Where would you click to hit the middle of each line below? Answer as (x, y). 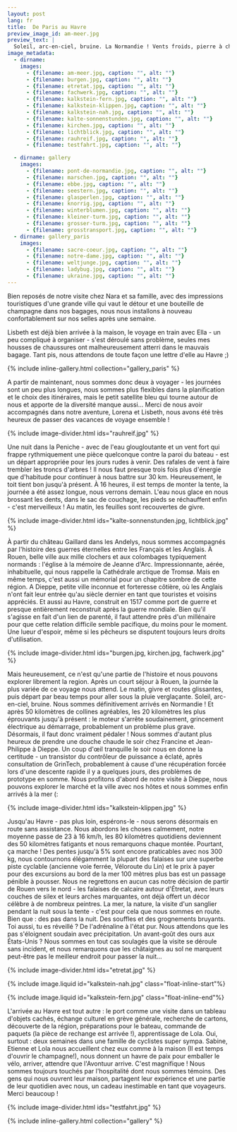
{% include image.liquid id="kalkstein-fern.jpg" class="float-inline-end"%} (116, 997)
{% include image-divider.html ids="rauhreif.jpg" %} (83, 433)
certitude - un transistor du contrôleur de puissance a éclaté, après (105, 757)
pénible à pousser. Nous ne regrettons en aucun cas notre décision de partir (118, 881)
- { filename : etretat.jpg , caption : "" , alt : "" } (100, 86)
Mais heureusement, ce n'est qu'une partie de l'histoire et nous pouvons (113, 674)
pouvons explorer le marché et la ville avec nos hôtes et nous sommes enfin (118, 786)
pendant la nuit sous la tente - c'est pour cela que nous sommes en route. (115, 911)
